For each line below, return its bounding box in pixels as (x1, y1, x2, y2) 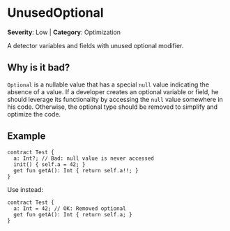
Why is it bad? (7, 61, 70, 74)
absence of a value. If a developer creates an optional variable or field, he (7, 87, 219, 96)
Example (7, 131, 46, 142)
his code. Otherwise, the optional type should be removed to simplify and (7, 103, 218, 111)
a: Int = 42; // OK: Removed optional (13, 204, 127, 212)
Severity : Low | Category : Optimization (7, 28, 121, 36)
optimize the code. (7, 110, 61, 118)
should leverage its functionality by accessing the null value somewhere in (7, 95, 223, 103)
